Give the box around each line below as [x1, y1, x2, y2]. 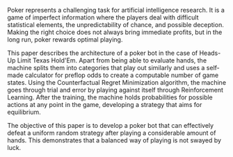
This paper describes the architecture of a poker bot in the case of [7, 49, 198, 57]
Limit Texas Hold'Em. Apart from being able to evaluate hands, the [17, 56, 207, 65]
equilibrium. [7, 108, 42, 116]
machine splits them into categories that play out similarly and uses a [7, 64, 205, 72]
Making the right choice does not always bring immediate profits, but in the [7, 28, 223, 36]
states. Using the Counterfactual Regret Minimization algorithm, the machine [7, 78, 227, 86]
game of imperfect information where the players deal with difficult [7, 13, 199, 22]
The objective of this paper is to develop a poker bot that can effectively [7, 122, 214, 129]
